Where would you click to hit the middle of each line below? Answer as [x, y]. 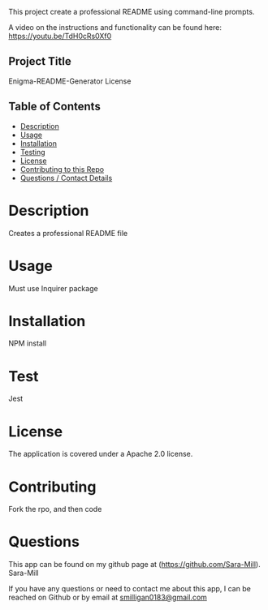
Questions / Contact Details [66, 178]
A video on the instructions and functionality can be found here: [115, 27]
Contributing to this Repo [62, 169]
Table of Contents [55, 107]
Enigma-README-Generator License [70, 81]
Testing [33, 152]
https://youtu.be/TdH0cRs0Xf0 [60, 36]
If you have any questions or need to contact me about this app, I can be [130, 589]
